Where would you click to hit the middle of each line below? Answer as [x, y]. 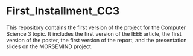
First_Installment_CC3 [63, 11]
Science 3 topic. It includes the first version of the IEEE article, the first [94, 33]
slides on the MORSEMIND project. [49, 46]
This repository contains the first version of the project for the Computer [96, 27]
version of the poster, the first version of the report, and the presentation [96, 40]
